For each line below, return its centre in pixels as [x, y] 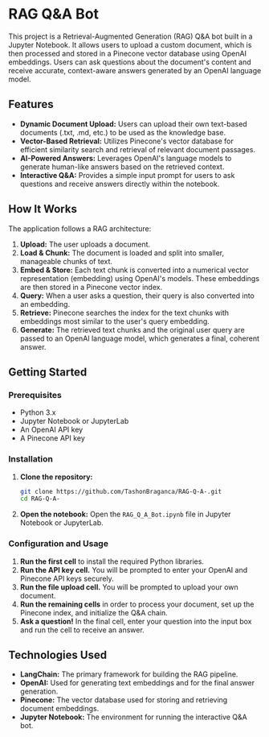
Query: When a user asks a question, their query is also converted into [137, 296]
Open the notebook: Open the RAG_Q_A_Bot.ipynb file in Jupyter [125, 514]
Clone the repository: [56, 477]
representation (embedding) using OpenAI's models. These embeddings [139, 278]
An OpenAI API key [51, 430]
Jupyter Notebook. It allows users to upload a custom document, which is [130, 44]
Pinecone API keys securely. [67, 578]
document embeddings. [59, 709]
